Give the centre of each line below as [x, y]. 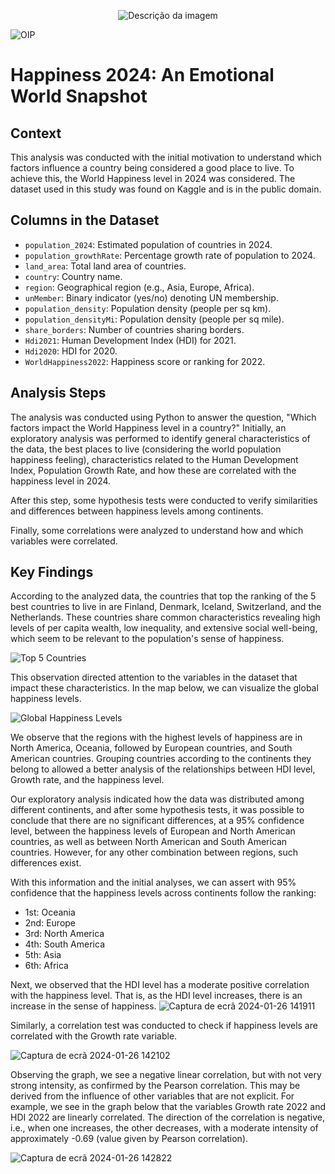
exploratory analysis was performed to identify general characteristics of [160, 438]
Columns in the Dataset [85, 220]
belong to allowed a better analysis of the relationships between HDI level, [163, 769]
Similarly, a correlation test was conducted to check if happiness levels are [164, 1026]
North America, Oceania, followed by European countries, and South [151, 748]
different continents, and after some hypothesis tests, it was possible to [157, 810]
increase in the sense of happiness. [83, 1006]
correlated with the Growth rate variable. [94, 1036]
